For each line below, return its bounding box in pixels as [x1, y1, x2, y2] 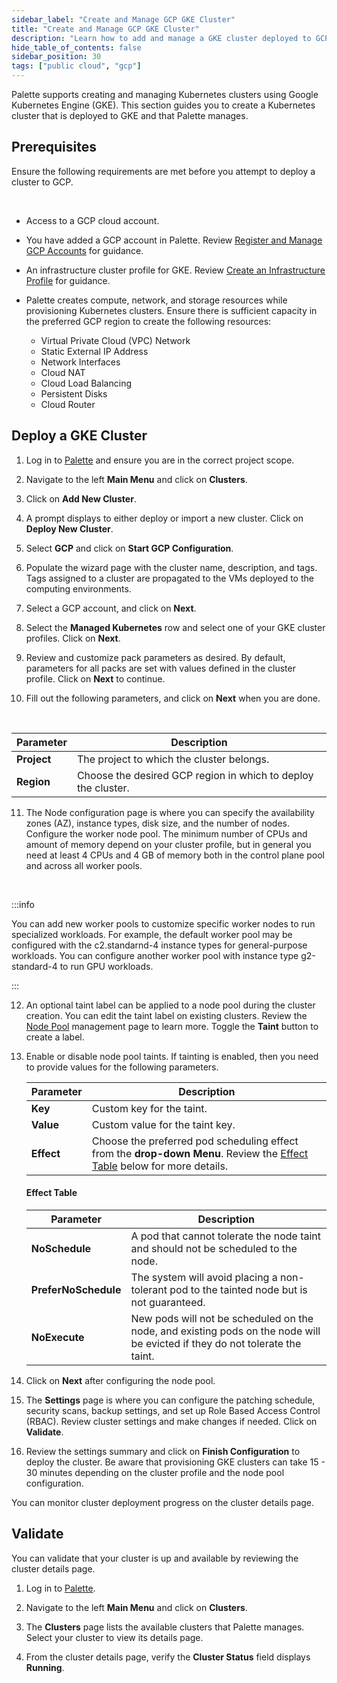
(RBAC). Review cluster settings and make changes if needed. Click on [25, 1415, 318, 1427]
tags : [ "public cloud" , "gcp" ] [11, 61, 142, 71]
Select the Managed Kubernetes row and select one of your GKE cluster [25, 621, 326, 633]
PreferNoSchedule [30, 1282, 122, 1296]
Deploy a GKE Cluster [11, 427, 148, 445]
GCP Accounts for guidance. [25, 244, 144, 256]
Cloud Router [40, 398, 96, 410]
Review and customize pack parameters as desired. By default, [25, 651, 286, 663]
